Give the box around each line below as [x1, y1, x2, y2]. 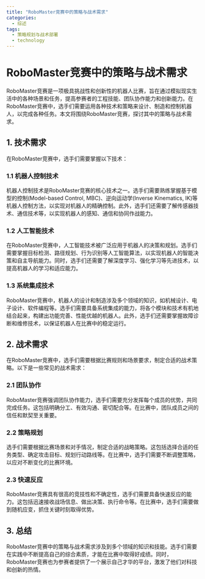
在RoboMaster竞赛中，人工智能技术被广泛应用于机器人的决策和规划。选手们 [6, 241, 197, 249]
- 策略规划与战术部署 [12, 32, 59, 38]
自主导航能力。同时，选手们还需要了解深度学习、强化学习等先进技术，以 [16, 257, 199, 264]
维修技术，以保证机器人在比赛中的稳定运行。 [16, 319, 129, 327]
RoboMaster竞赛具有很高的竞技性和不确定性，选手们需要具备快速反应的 [6, 491, 187, 498]
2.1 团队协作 [6, 381, 41, 390]
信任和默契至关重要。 [6, 411, 60, 418]
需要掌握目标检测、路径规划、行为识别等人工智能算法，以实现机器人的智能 [6, 249, 193, 257]
